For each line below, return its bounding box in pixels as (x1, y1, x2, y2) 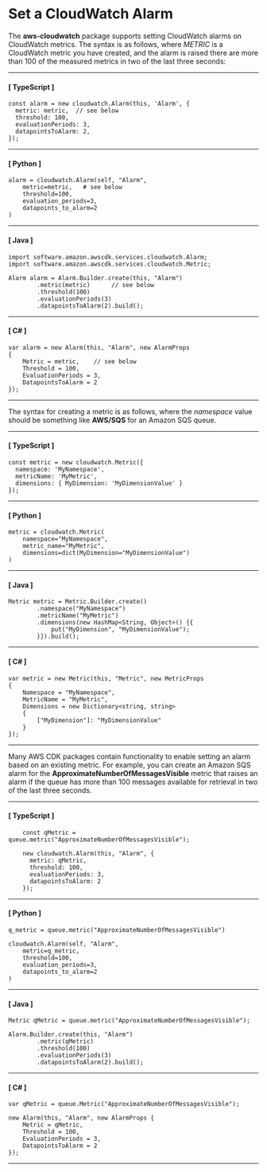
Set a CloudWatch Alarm (8, 5, 173, 23)
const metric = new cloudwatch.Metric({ (8, 458, 145, 466)
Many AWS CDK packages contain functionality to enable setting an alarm (8, 751, 251, 761)
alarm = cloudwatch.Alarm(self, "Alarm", (8, 177, 148, 184)
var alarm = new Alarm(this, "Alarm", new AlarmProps (8, 343, 191, 351)
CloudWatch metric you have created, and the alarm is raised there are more (8, 48, 259, 57)
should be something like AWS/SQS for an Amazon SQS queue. (8, 415, 217, 425)
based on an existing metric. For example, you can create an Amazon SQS (8, 760, 251, 770)
